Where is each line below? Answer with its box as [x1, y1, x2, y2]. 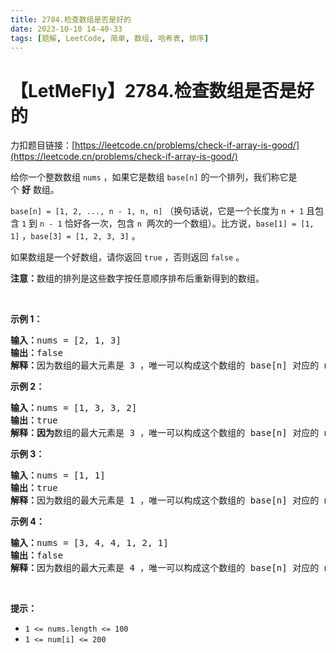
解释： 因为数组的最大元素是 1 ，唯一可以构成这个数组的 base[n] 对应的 [10, 495, 320, 506]
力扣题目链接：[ [10, 139, 76, 151]
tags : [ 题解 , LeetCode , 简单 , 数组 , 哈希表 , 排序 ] [10, 33, 210, 43]
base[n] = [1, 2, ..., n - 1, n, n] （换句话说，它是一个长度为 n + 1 [10, 205, 305, 217]
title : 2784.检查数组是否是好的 [10, 14, 132, 25]
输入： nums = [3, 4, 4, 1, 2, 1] [10, 537, 169, 549]
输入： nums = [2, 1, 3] [10, 335, 122, 346]
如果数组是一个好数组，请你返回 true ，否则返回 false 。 [10, 251, 245, 263]
